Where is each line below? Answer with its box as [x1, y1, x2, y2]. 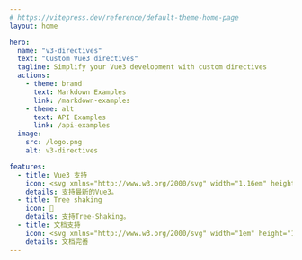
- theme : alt [25, 104, 75, 113]
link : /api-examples [32, 121, 111, 130]
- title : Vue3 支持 [17, 170, 88, 179]
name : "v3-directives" [17, 46, 102, 55]
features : [9, 162, 47, 171]
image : [17, 129, 42, 139]
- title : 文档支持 [17, 221, 81, 230]
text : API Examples [32, 113, 106, 122]
